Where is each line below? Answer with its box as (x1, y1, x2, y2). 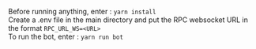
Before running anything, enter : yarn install (8, 7, 156, 16)
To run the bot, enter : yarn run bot (8, 32, 124, 41)
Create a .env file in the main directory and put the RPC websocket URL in (8, 15, 249, 24)
